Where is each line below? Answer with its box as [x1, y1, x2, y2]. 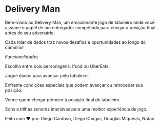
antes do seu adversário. [5, 30, 55, 36]
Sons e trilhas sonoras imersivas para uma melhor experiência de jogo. [5, 106, 148, 112]
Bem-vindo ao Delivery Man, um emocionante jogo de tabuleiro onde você [5, 19, 155, 25]
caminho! [5, 44, 24, 50]
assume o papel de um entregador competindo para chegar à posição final [5, 24, 156, 30]
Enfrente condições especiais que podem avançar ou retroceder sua [5, 82, 143, 88]
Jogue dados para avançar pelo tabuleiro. [5, 72, 89, 78]
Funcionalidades [5, 54, 39, 59]
